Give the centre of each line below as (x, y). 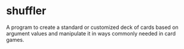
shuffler (26, 11)
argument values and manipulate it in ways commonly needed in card (91, 33)
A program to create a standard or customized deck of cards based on (93, 27)
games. (15, 40)
